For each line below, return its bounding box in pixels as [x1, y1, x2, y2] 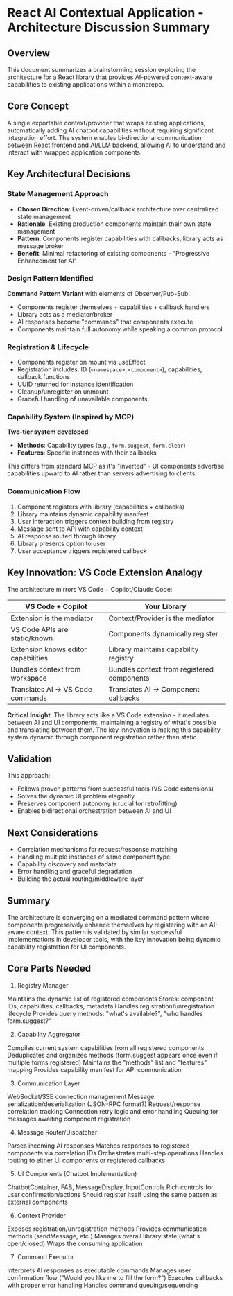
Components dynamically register [108, 629, 218, 638]
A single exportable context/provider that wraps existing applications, [7, 119, 206, 127]
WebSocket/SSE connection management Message [7, 1092, 155, 1101]
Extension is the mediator [10, 613, 94, 623]
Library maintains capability [108, 645, 199, 654]
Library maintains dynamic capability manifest [17, 509, 149, 518]
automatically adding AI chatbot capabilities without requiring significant [7, 126, 214, 134]
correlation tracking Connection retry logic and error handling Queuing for [7, 1107, 218, 1115]
